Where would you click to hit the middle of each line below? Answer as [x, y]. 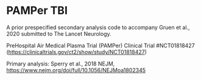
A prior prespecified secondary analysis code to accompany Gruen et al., [98, 27]
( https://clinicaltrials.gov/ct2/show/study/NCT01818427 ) [77, 52]
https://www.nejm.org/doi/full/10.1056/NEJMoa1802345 [76, 70]
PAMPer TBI [37, 11]
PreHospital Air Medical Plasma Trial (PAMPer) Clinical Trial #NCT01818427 [100, 45]
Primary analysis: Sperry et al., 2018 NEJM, [61, 64]
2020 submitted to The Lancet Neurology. [59, 33]
